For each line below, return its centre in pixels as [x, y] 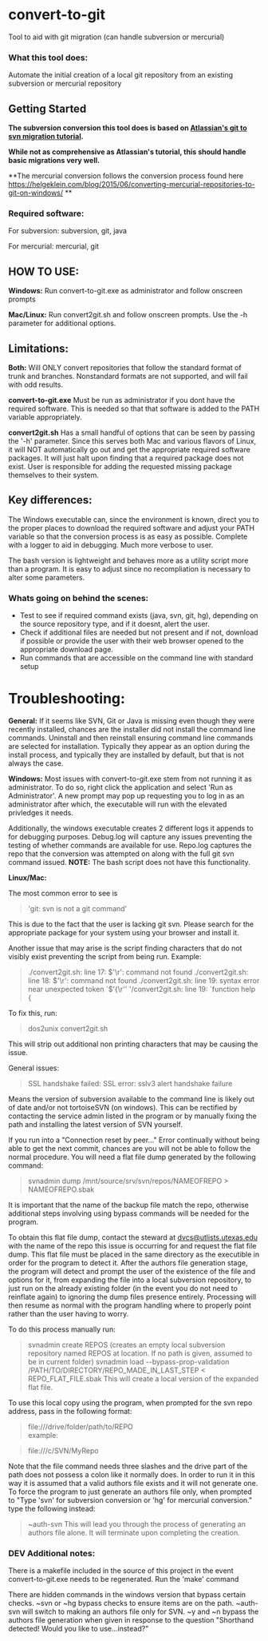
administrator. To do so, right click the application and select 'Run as [121, 787]
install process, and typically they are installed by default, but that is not [126, 755]
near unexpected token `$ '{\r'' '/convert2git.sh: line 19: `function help [142, 990]
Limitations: [39, 348]
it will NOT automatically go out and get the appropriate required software [130, 449]
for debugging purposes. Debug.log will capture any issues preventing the [130, 837]
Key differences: [51, 500]
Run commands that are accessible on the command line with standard [136, 658]
